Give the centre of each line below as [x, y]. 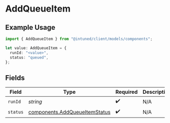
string [35, 101]
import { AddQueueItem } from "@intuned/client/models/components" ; [79, 39]
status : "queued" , [29, 57]
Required [127, 92]
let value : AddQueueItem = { [36, 48]
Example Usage [30, 27]
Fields [15, 78]
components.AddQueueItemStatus [70, 112]
